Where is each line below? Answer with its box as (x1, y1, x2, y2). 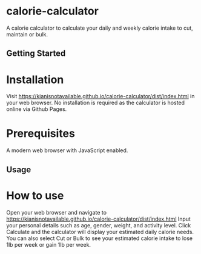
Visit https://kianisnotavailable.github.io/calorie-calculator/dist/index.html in (6, 93, 195, 100)
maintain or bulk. (6, 30, 48, 38)
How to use (6, 189, 64, 202)
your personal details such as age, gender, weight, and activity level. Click (6, 221, 191, 229)
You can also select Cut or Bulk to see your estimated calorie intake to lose (6, 235, 193, 242)
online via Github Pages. (6, 105, 67, 113)
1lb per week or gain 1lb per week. (6, 241, 91, 248)
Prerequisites (6, 127, 76, 141)
